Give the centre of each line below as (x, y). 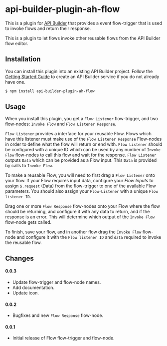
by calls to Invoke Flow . (29, 166)
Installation (23, 59)
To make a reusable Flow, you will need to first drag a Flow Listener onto (80, 175)
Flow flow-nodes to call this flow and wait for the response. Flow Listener (81, 155)
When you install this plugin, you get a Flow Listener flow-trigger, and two (82, 119)
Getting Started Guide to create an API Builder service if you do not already (82, 77)
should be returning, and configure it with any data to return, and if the (78, 212)
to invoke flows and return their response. (48, 28)
